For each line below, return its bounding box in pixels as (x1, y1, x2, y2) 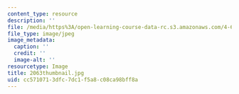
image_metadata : (7, 37, 55, 44)
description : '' (7, 17, 55, 24)
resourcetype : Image (7, 63, 69, 70)
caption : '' (14, 43, 50, 50)
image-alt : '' (14, 57, 55, 64)
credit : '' (14, 50, 46, 57)
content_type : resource (7, 10, 78, 18)
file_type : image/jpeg (7, 30, 75, 37)
